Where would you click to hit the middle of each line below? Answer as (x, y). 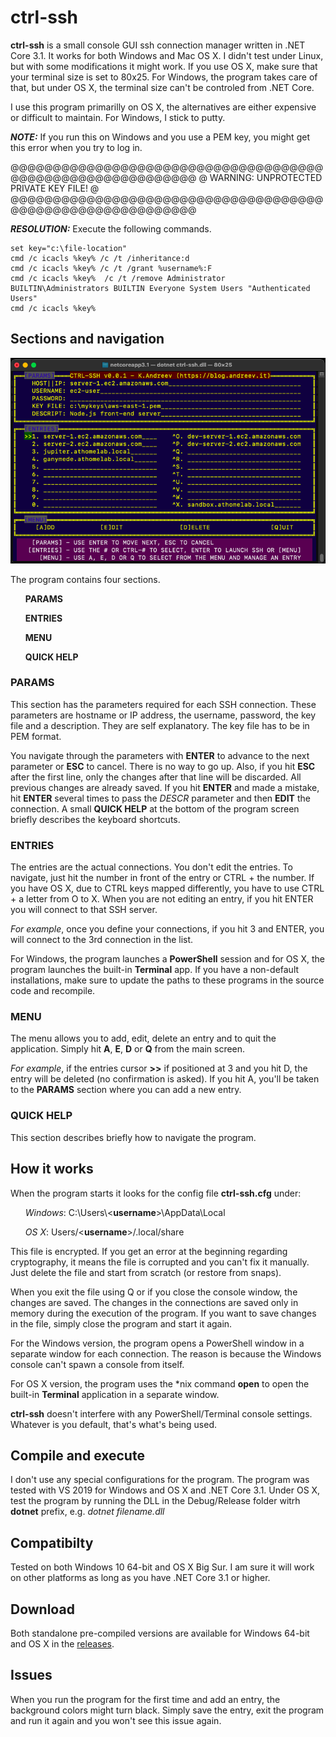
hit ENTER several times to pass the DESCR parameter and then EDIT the (160, 798)
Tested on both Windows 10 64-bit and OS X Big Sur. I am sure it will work (162, 1567)
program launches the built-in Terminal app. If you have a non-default (155, 970)
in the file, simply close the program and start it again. (121, 1323)
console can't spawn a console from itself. (97, 1364)
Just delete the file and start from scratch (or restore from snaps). (146, 1272)
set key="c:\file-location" (69, 248)
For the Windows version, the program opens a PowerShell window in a (157, 1343)
